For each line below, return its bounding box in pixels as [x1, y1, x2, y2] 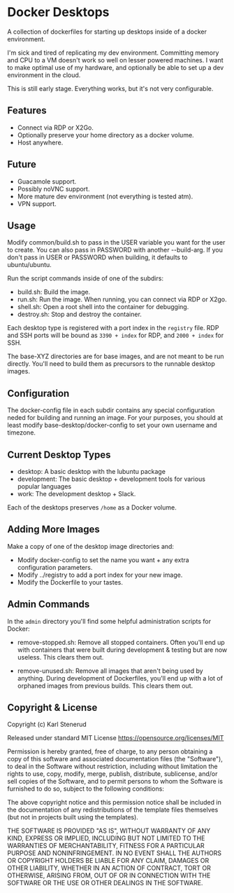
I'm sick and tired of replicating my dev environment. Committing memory [7, 48, 219, 57]
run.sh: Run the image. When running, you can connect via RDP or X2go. [17, 295, 227, 304]
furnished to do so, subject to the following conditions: [7, 784, 164, 793]
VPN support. [17, 199, 57, 207]
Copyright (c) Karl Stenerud [7, 720, 87, 729]
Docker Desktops [7, 4, 110, 20]
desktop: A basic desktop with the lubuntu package [17, 468, 166, 475]
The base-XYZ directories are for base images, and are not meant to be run [7, 352, 224, 361]
